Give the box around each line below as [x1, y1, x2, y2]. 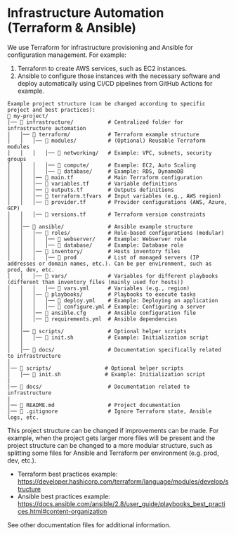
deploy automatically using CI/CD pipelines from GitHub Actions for [17, 79, 213, 87]
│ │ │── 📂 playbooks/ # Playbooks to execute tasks [7, 290, 197, 298]
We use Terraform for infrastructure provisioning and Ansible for [7, 43, 193, 51]
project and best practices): [7, 106, 96, 113]
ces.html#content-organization [17, 507, 107, 515]
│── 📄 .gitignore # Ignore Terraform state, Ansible [7, 408, 212, 415]
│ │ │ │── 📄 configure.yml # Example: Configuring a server [7, 303, 206, 310]
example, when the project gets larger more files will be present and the [7, 434, 216, 442]
